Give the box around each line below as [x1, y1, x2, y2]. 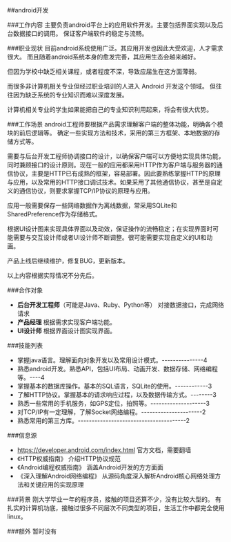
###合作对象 [7, 286, 43, 294]
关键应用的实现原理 [29, 480, 84, 489]
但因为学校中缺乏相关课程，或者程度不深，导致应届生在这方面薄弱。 [7, 68, 201, 75]
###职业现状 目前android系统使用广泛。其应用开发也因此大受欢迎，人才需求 [7, 44, 223, 52]
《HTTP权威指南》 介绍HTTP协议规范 [17, 455, 121, 462]
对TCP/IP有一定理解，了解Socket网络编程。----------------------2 [17, 408, 206, 416]
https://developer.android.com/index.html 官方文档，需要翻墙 [17, 446, 192, 454]
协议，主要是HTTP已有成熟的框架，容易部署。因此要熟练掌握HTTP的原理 [12, 169, 221, 178]
